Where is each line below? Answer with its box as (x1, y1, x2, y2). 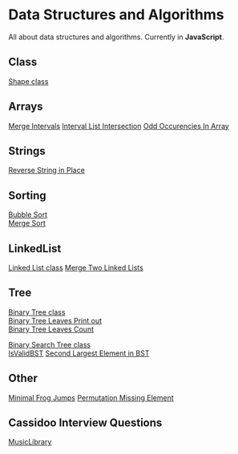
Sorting (8, 188, 46, 202)
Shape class (8, 76, 49, 86)
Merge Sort (8, 219, 46, 228)
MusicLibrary (8, 437, 52, 447)
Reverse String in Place (8, 166, 86, 175)
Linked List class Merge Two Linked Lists (8, 263, 144, 272)
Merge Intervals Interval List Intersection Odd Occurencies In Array (8, 121, 230, 131)
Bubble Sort (8, 210, 48, 219)
